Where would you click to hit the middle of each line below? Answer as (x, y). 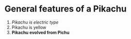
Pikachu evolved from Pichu (41, 32)
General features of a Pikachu (65, 9)
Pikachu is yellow (29, 27)
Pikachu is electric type (35, 22)
